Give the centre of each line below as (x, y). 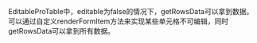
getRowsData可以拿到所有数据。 (62, 31)
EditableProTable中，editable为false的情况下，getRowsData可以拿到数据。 (131, 11)
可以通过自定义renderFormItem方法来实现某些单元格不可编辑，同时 (119, 21)
